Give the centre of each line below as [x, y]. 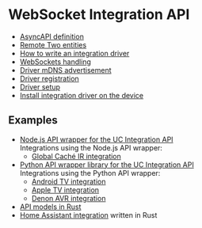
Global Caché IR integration [76, 156]
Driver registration [49, 78]
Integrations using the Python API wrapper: [90, 173]
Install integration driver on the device [82, 95]
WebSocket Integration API [99, 15]
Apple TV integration [65, 190]
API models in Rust [50, 207]
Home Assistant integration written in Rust [88, 215]
